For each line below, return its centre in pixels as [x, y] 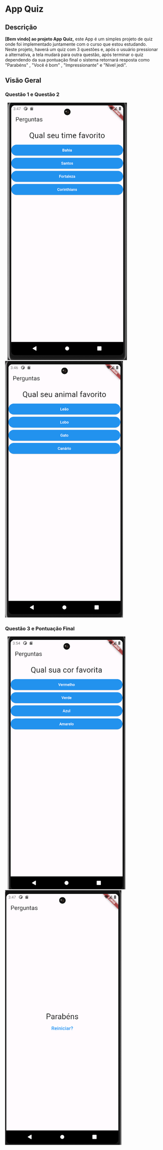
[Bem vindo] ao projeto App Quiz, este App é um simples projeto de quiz [79, 39]
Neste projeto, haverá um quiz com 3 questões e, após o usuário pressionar [81, 49]
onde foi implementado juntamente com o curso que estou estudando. [76, 44]
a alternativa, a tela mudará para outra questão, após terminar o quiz [74, 55]
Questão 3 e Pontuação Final [40, 629]
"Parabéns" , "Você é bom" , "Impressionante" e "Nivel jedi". [66, 65]
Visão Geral [23, 80]
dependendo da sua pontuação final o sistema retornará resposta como [78, 60]
